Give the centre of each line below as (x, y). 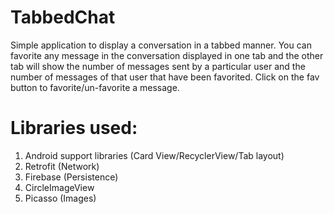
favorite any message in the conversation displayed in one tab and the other (167, 55)
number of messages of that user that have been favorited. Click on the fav (165, 77)
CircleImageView (59, 187)
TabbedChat (63, 17)
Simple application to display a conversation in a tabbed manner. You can (161, 45)
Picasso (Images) (60, 198)
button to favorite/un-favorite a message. (95, 87)
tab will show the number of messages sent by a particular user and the (158, 66)
